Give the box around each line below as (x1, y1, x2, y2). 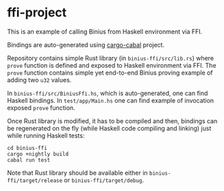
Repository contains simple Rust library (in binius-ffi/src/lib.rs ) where (7, 53, 214, 62)
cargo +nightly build (7, 151, 69, 157)
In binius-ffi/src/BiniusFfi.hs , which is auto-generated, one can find (7, 89, 208, 97)
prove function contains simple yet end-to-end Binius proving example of (7, 68, 214, 77)
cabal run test (7, 156, 51, 164)
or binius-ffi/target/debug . (64, 176, 145, 184)
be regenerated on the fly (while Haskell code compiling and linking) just (7, 124, 212, 132)
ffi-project (7, 5, 67, 21)
